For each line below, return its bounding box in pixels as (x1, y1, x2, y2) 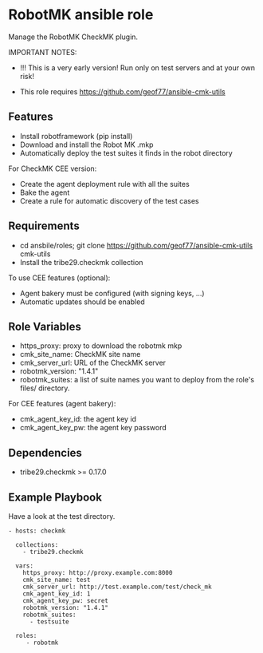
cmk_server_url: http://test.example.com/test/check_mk (22, 583, 213, 591)
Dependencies (8, 445, 82, 460)
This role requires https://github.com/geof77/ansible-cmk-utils (19, 86, 226, 97)
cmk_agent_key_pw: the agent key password (19, 423, 167, 433)
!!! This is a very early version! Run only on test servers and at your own (19, 62, 256, 73)
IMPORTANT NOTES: (8, 47, 77, 57)
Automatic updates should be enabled (19, 297, 145, 307)
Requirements (8, 220, 80, 233)
